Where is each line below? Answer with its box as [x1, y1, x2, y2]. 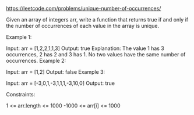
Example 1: [6, 34, 32, 40]
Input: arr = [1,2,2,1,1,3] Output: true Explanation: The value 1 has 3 [6, 45, 164, 52]
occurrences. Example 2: [6, 57, 66, 64]
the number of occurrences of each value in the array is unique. [6, 23, 160, 29]
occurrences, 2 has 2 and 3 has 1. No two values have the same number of [6, 51, 186, 57]
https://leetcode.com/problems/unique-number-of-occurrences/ [6, 5, 161, 12]
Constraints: [6, 91, 36, 98]
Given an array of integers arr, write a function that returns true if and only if [6, 16, 188, 23]
